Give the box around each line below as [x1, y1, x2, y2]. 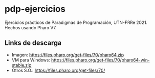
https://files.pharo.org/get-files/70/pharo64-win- [51, 57, 150, 63]
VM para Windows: [11, 57, 50, 63]
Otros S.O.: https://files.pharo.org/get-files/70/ [11, 67, 106, 73]
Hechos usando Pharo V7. [4, 24, 57, 30]
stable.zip [11, 62, 32, 68]
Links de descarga [4, 39, 62, 47]
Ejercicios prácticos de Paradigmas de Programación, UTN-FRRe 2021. [4, 19, 148, 25]
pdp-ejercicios [4, 3, 66, 15]
